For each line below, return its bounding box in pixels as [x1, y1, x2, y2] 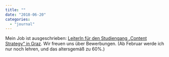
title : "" [5, 7, 26, 13]
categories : [5, 17, 30, 22]
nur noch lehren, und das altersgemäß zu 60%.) [5, 46, 105, 52]
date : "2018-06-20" [5, 12, 46, 17]
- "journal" [10, 21, 35, 27]
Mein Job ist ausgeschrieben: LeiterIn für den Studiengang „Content [5, 35, 147, 41]
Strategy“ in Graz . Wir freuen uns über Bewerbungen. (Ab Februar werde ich [5, 41, 164, 47]
